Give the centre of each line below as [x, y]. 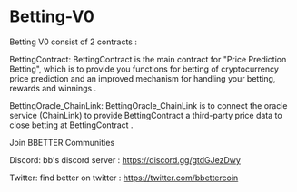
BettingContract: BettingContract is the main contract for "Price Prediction [148, 59]
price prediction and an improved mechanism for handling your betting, [143, 78]
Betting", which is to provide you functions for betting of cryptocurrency [144, 69]
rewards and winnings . [53, 88]
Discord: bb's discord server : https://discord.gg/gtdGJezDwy [125, 159]
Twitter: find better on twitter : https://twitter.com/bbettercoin [124, 178]
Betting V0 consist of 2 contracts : [74, 42]
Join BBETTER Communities [62, 142]
